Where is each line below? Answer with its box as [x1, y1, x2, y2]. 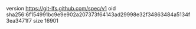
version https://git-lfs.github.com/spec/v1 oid [6, 5, 116, 12]
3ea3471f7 [6, 17, 32, 24]
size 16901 [33, 17, 59, 24]
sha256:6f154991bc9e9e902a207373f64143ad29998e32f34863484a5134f [6, 11, 191, 18]
